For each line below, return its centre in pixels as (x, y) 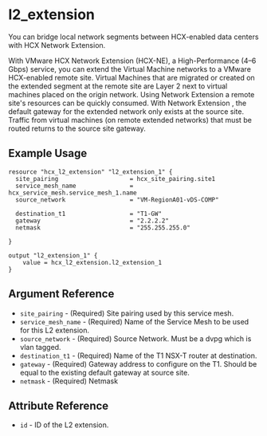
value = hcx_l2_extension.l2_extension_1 (92, 262)
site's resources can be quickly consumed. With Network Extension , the (128, 103)
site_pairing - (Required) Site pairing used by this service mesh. (127, 313)
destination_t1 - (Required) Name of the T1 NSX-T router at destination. (138, 355)
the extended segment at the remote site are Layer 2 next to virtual (118, 86)
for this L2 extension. (55, 330)
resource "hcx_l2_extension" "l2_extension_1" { (90, 172)
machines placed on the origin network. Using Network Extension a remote (132, 94)
